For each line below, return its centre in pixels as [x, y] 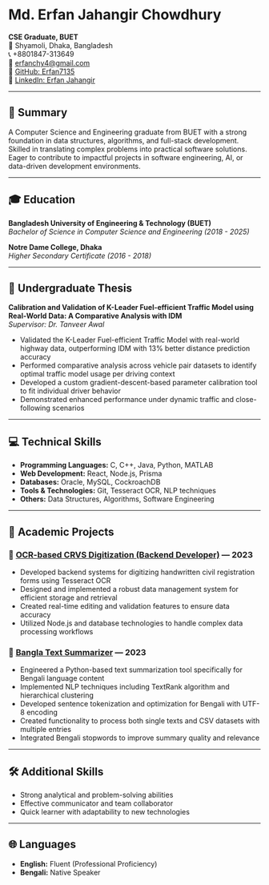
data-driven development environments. [75, 166]
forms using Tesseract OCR [65, 580]
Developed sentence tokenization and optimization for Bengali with [130, 704]
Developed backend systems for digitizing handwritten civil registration [137, 572]
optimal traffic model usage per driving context [97, 374]
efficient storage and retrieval [68, 597]
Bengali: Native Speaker [60, 872]
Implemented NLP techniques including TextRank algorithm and [124, 687]
